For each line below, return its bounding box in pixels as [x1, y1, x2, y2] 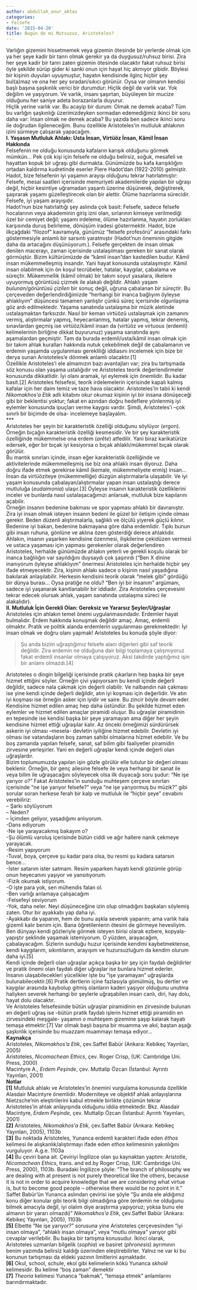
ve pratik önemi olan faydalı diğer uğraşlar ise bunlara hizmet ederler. [6, 965, 174, 973]
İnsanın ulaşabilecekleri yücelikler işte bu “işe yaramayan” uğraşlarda [6, 972, 173, 979]
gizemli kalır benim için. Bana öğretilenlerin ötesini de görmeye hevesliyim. [6, 922, 186, 929]
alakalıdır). [6, 598, 31, 605]
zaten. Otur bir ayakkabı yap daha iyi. [6, 909, 96, 916]
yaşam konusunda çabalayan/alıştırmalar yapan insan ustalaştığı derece [6, 479, 181, 486]
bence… [6, 859, 26, 866]
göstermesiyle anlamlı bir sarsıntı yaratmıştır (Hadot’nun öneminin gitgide [6, 235, 183, 242]
